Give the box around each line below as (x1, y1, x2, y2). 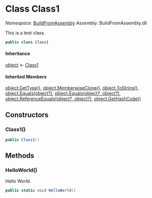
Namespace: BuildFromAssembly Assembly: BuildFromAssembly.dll (5, 20, 147, 26)
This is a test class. (5, 30, 46, 36)
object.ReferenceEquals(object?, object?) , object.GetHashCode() (5, 96, 141, 102)
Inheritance (5, 50, 31, 56)
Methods (5, 151, 35, 160)
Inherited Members (5, 73, 47, 79)
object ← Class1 (5, 62, 39, 68)
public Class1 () (5, 137, 40, 143)
